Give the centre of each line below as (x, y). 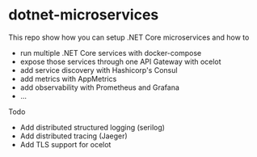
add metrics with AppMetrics (68, 78)
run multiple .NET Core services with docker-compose (111, 53)
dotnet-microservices (84, 15)
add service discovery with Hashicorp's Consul (99, 70)
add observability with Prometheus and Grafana (100, 87)
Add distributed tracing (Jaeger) (74, 136)
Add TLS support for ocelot (65, 144)
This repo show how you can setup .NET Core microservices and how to (129, 37)
